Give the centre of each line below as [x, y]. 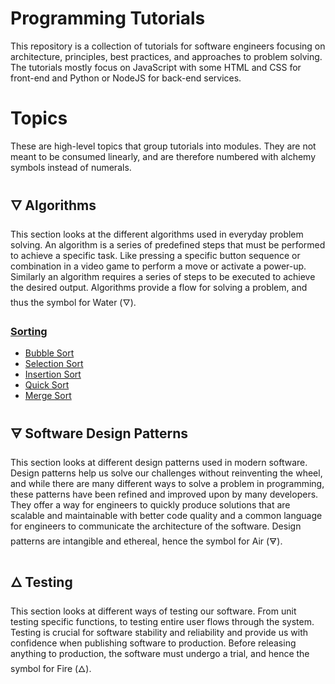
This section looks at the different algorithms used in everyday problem [157, 234]
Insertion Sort [53, 374]
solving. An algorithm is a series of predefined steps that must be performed [168, 244]
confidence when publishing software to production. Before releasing [153, 643]
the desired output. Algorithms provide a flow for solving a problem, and [159, 287]
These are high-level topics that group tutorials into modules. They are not [163, 146]
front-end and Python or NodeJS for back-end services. [126, 78]
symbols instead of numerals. [71, 167]
